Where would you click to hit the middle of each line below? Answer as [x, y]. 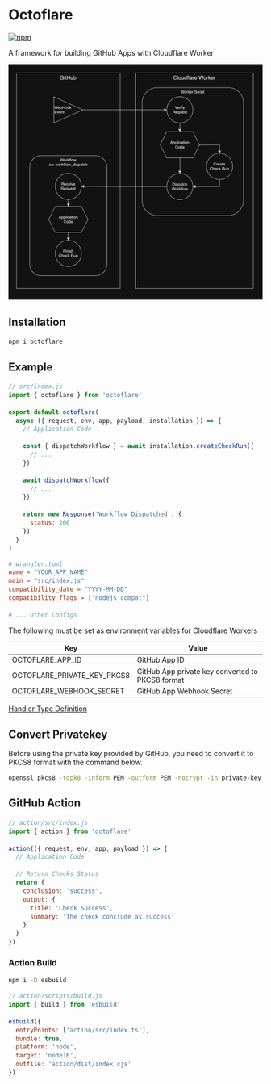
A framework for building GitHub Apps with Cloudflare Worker [111, 52]
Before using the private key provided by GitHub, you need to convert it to [131, 754]
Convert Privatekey [58, 734]
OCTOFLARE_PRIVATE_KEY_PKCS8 [71, 676]
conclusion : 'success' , [63, 891]
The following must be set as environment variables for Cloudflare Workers [133, 630]
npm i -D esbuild [38, 981]
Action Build [33, 962]
